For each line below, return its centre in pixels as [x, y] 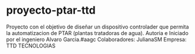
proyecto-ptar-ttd [51, 10]
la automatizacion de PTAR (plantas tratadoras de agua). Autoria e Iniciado [97, 33]
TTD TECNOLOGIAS [31, 46]
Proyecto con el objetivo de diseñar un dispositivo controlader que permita [97, 27]
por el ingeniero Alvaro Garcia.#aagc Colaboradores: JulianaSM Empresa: [97, 39]
